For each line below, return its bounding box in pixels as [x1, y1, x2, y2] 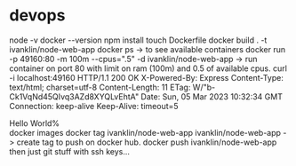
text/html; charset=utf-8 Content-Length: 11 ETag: [9, 82, 191, 92]
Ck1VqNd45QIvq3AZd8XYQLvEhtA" [9, 91, 140, 102]
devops [9, 5, 66, 26]
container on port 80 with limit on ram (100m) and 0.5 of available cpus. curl [9, 63, 287, 74]
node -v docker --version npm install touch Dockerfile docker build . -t [9, 35, 268, 45]
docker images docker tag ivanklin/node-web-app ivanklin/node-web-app [9, 127, 282, 138]
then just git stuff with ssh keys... [9, 146, 131, 156]
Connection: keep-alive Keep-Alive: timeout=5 [9, 100, 180, 111]
